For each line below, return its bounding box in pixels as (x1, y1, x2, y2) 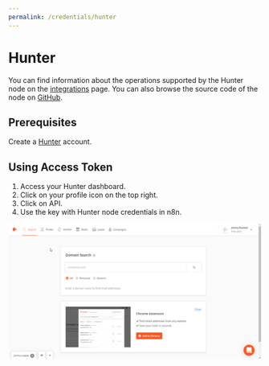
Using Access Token (8, 160, 113, 174)
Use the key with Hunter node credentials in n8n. (19, 208, 182, 217)
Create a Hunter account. (8, 137, 92, 146)
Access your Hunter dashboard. (19, 182, 126, 191)
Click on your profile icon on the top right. (19, 190, 158, 200)
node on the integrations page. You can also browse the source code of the (8, 84, 259, 93)
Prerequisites (8, 115, 77, 129)
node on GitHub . (8, 93, 63, 102)
